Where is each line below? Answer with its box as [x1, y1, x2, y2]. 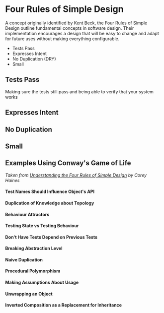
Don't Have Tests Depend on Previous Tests [5, 234, 98, 240]
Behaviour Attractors [5, 211, 50, 217]
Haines [5, 177, 20, 183]
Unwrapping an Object [5, 291, 53, 297]
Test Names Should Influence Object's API [5, 188, 95, 194]
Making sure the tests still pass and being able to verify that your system [5, 88, 154, 95]
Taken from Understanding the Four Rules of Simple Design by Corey [5, 172, 147, 178]
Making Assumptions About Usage [5, 279, 79, 286]
